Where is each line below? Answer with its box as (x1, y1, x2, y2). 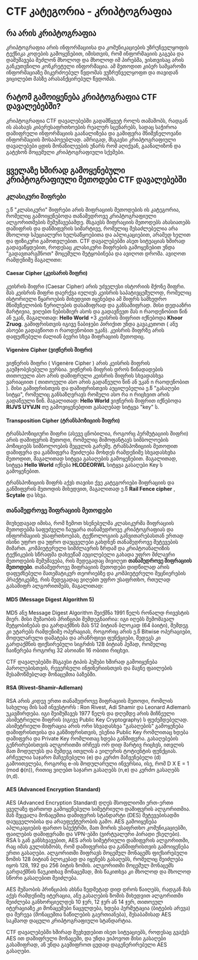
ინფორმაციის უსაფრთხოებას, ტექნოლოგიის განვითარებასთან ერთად (6, 532, 184, 539)
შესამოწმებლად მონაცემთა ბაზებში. (6, 670, 97, 677)
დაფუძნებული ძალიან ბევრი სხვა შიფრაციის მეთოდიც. (6, 333, 146, 340)
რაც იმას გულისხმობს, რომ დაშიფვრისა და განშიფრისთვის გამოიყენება (6, 843, 189, 850)
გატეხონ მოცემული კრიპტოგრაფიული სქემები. (6, 148, 125, 155)
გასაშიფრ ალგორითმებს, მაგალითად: (6, 582, 104, 589)
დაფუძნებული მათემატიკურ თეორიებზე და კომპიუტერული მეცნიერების (6, 570, 186, 577)
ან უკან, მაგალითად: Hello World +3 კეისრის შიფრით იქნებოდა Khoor (6, 314, 183, 321)
